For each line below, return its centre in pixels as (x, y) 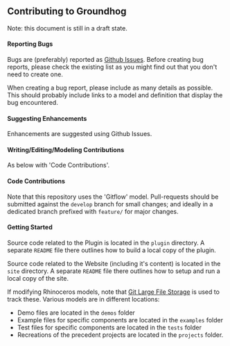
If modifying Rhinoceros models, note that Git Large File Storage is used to (114, 292)
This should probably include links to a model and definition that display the (115, 95)
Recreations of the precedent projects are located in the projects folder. (120, 335)
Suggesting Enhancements (47, 118)
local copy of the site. (38, 278)
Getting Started (30, 227)
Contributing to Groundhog (67, 11)
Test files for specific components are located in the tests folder (109, 327)
